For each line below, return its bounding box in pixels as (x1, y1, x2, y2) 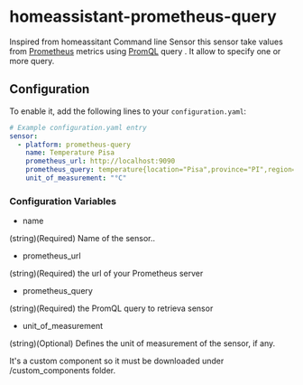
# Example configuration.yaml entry (9, 123, 147, 132)
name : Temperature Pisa (25, 148, 115, 157)
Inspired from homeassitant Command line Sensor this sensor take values (9, 36, 284, 47)
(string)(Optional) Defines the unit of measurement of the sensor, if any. (9, 338, 276, 349)
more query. (9, 55, 55, 66)
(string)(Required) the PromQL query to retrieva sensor (9, 303, 214, 314)
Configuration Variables (9, 194, 117, 207)
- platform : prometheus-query (17, 140, 131, 149)
